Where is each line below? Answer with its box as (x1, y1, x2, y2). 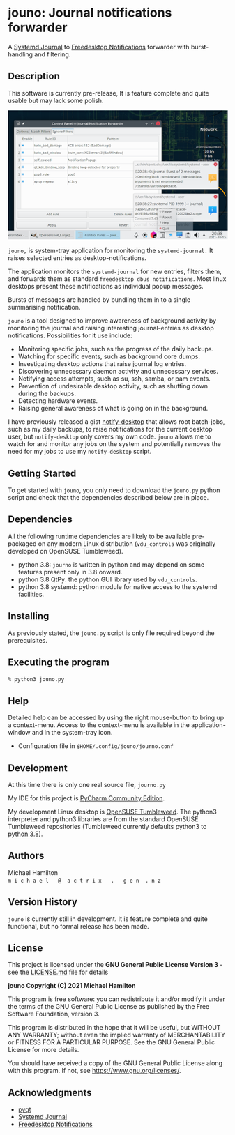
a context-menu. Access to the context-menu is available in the (8, 721, 190, 729)
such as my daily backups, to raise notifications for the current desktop (8, 425, 213, 434)
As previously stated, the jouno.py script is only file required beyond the (8, 629, 215, 637)
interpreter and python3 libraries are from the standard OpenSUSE (8, 815, 199, 823)
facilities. (17, 590, 45, 598)
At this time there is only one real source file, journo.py (8, 781, 166, 789)
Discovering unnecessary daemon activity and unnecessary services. (17, 367, 219, 376)
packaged (8, 539, 37, 548)
